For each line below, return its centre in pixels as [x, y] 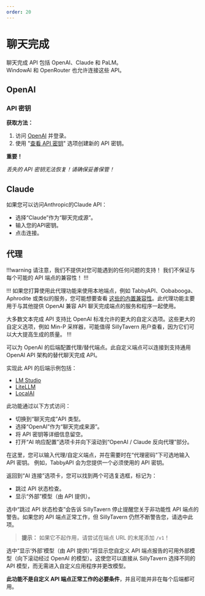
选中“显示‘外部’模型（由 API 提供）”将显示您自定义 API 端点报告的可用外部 [98, 550]
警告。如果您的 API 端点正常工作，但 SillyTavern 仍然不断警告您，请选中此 [100, 517]
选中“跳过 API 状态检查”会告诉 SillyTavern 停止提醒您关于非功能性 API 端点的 [102, 509]
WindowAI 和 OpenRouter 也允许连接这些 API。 [66, 70]
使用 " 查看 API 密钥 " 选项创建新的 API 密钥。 [71, 143]
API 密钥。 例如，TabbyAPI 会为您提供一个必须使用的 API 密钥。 [87, 462]
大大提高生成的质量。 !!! [42, 334]
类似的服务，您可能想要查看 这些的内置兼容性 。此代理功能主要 [116, 298]
